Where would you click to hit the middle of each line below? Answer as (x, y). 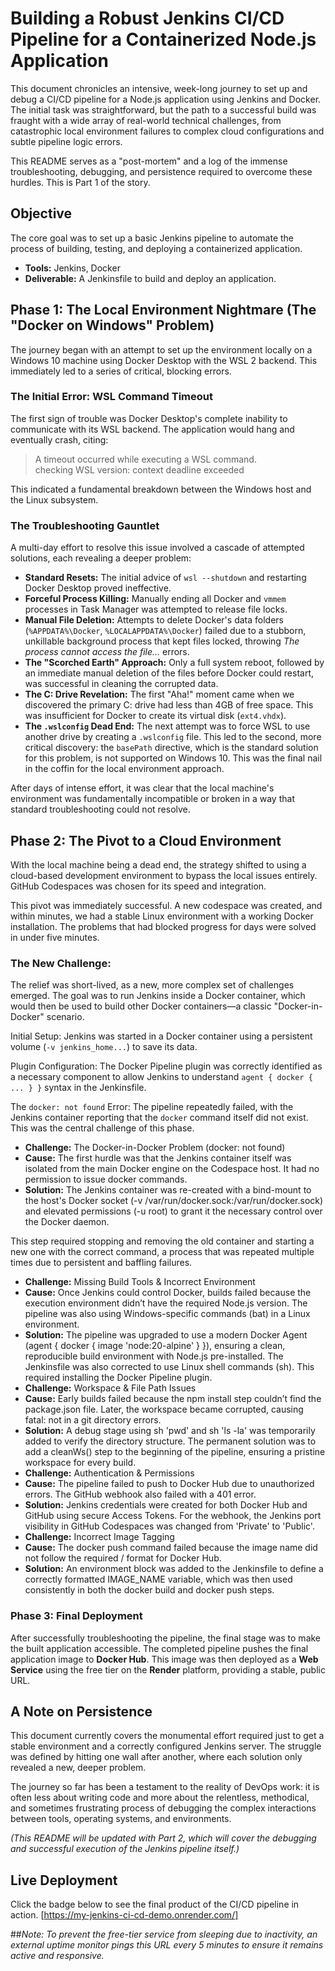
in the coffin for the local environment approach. (124, 769)
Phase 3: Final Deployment (76, 1616)
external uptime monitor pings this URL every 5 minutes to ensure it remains (167, 1945)
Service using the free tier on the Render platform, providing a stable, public (168, 1669)
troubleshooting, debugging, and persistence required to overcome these (161, 171)
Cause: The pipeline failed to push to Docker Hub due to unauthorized (169, 1484)
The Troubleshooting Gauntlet (85, 525)
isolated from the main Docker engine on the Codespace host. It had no (172, 1169)
